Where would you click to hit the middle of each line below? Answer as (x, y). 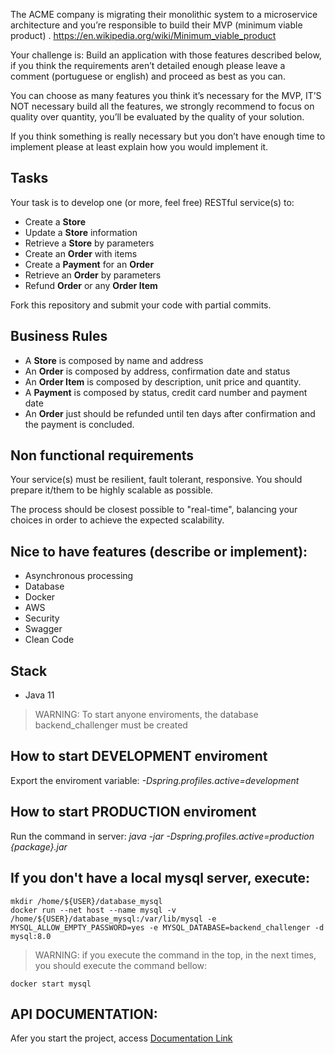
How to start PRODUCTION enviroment (133, 812)
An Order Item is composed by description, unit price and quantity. (163, 381)
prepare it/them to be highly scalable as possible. (112, 490)
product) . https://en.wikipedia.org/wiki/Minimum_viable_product (143, 35)
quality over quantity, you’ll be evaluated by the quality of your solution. (157, 117)
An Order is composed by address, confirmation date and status (157, 371)
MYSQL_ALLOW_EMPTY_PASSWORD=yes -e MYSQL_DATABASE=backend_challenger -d (167, 927)
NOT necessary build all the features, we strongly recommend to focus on (162, 106)
